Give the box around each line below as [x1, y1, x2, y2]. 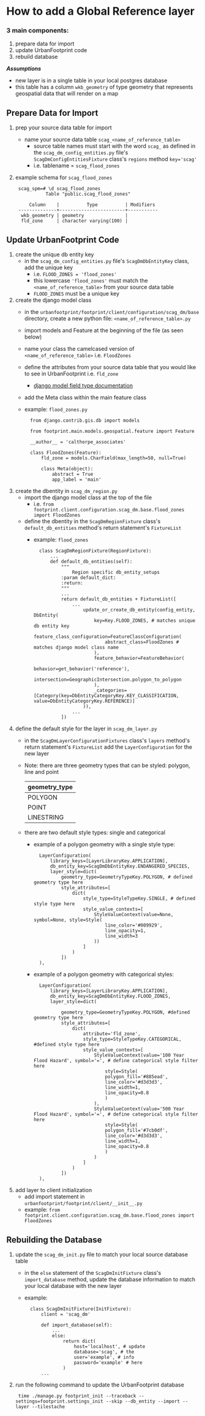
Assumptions [6, 65, 42, 72]
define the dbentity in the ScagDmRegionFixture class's [24, 518, 161, 525]
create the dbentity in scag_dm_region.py [15, 488, 118, 495]
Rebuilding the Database [6, 1234, 102, 1245]
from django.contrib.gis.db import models [29, 418, 140, 424]
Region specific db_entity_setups [72, 569, 160, 576]
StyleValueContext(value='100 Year [94, 1052, 185, 1058]
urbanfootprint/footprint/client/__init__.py [24, 1201, 143, 1207]
